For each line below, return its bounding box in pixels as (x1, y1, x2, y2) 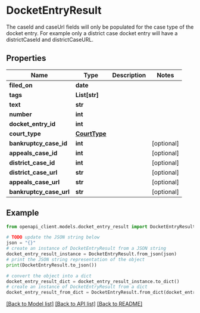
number (9, 110, 32, 118)
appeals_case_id (9, 148, 58, 157)
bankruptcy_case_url (9, 187, 70, 196)
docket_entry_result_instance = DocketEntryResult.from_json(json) (6, 251, 177, 257)
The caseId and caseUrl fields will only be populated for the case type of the (6, 23, 194, 30)
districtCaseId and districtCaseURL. (6, 36, 94, 43)
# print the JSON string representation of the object (6, 256, 145, 262)
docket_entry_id (9, 120, 56, 128)
